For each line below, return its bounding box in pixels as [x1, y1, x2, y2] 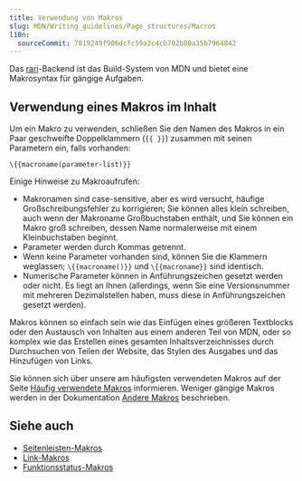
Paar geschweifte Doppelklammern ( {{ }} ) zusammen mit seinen [9, 133, 252, 144]
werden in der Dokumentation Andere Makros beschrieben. [9, 392, 231, 403]
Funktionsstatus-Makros [22, 461, 114, 472]
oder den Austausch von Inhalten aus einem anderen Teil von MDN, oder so [9, 327, 292, 338]
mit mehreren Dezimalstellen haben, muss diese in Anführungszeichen [22, 290, 286, 301]
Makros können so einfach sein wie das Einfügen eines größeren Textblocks [9, 317, 294, 328]
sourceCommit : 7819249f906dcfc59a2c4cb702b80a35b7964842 [17, 38, 237, 48]
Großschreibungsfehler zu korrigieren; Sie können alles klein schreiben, [22, 203, 289, 214]
